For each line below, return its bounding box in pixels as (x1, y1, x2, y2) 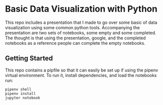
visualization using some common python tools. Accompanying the (5, 24, 140, 30)
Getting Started (5, 54, 53, 63)
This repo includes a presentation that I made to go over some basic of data (5, 19, 158, 25)
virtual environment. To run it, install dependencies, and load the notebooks (5, 72, 157, 78)
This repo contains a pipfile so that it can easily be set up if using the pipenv (5, 67, 159, 73)
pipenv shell (5, 87, 32, 92)
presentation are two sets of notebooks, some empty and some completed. (5, 30, 157, 35)
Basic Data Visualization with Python (5, 3, 158, 15)
